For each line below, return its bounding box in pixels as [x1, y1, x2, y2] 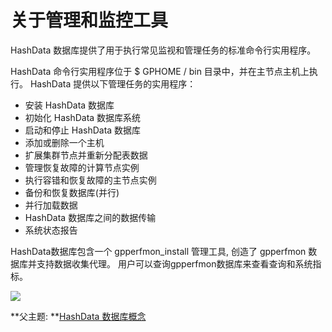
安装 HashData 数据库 [24, 99, 115, 111]
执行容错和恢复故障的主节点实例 [24, 174, 157, 186]
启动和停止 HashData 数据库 [24, 124, 142, 136]
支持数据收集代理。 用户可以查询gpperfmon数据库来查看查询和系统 [36, 257, 313, 270]
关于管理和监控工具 [10, 9, 169, 32]
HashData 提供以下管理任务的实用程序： [29, 77, 197, 90]
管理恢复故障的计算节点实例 [24, 161, 140, 173]
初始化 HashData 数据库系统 [24, 111, 142, 123]
